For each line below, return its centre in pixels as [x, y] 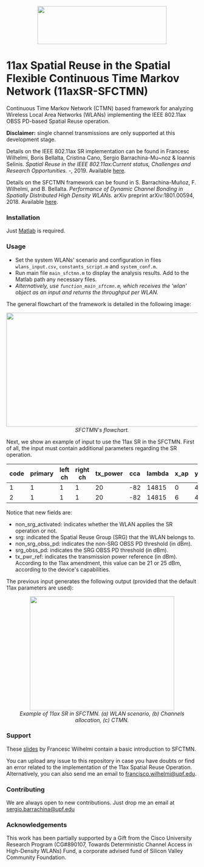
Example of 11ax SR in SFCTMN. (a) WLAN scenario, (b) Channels [102, 713]
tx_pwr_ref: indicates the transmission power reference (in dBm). [96, 556]
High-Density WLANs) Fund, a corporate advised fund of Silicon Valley [95, 851]
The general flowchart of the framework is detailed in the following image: [99, 304]
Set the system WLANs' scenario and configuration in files [88, 260]
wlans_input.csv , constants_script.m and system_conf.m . [86, 266]
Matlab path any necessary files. [56, 279]
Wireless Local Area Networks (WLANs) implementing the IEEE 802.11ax [96, 114]
